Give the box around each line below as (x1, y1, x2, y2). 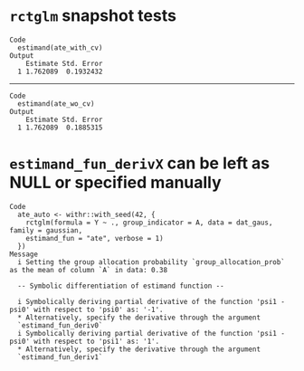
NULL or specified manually (9, 173, 222, 193)
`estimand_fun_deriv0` (17, 320, 103, 330)
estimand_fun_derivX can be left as (9, 153, 271, 174)
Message (9, 250, 39, 259)
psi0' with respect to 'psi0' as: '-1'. (9, 305, 165, 314)
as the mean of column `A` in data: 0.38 (9, 265, 168, 274)
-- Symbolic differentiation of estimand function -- (17, 281, 224, 290)
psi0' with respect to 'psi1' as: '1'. (9, 337, 160, 346)
